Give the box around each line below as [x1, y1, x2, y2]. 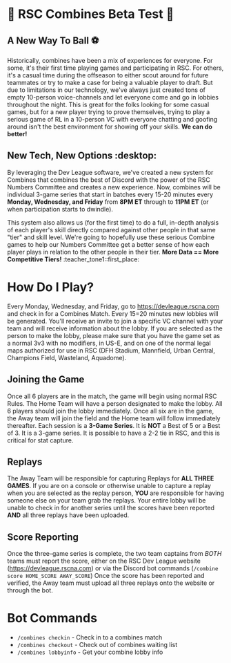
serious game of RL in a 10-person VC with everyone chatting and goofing [7, 115, 218, 123]
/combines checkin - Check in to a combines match [17, 633, 163, 642]
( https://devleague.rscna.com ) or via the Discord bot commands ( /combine [7, 564, 219, 572]
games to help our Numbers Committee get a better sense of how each [7, 240, 210, 248]
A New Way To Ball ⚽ [7, 35, 99, 46]
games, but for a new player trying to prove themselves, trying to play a [7, 108, 210, 116]
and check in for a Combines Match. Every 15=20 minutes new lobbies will [7, 309, 219, 317]
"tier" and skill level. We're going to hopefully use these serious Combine [7, 233, 215, 241]
